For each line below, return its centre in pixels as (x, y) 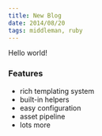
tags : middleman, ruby (45, 30)
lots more (35, 125)
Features (26, 74)
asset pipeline (42, 116)
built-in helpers (44, 99)
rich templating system (57, 91)
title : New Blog (35, 16)
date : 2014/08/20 (37, 23)
